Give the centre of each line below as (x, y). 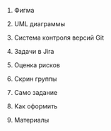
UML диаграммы (40, 24)
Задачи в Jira (34, 51)
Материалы (31, 120)
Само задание (36, 92)
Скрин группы (35, 79)
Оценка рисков (37, 65)
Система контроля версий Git (59, 38)
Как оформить (36, 106)
